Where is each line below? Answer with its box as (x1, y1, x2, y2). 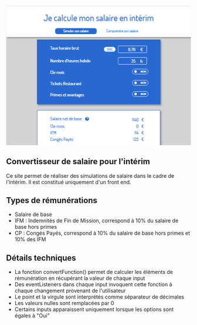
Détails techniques (6, 253, 76, 263)
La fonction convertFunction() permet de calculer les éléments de (14, 269, 173, 276)
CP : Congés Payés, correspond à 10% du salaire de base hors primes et (14, 229, 191, 237)
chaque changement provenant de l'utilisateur (14, 287, 126, 294)
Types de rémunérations (6, 195, 98, 205)
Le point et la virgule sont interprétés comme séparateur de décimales (14, 293, 185, 300)
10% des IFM (14, 236, 46, 243)
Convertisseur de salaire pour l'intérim (6, 157, 151, 167)
